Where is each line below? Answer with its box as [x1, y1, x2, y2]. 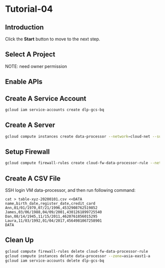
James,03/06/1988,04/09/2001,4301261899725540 [5, 210, 102, 215]
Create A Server [5, 121, 55, 129]
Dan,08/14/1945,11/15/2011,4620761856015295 [5, 214, 98, 219]
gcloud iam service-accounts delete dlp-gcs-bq [5, 258, 105, 263]
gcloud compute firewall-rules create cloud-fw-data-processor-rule [5, 161, 148, 166]
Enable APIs [5, 78, 43, 86]
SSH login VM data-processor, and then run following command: [5, 187, 136, 193]
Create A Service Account [5, 94, 86, 103]
